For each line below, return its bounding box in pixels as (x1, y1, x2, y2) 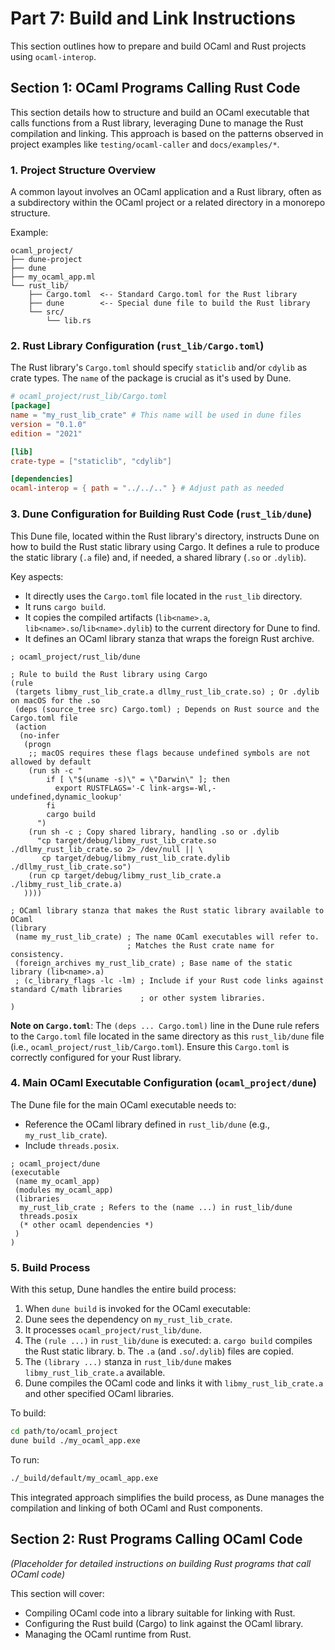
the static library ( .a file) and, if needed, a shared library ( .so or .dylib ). (10, 551, 307, 563)
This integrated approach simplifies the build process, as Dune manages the (10, 1491, 325, 1503)
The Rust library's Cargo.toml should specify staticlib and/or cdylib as (10, 362, 308, 374)
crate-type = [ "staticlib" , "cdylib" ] (10, 456, 172, 466)
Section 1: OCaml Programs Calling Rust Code (10, 80, 301, 97)
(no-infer (19, 730, 60, 741)
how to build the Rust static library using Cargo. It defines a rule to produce (10, 540, 320, 552)
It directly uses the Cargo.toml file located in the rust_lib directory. (24, 590, 303, 602)
